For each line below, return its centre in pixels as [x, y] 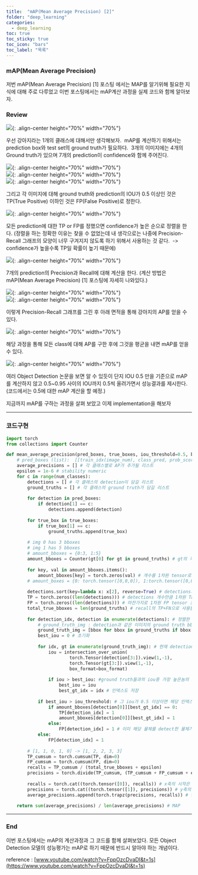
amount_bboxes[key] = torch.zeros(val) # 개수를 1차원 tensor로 [114, 575]
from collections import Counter [47, 444]
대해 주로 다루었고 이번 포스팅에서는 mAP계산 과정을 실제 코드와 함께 [96, 92]
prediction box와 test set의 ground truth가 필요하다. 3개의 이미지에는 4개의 [95, 148]
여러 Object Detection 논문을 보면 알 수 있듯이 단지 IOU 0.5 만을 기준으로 [90, 376]
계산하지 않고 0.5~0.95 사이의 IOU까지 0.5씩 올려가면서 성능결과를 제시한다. [100, 384]
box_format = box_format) [98, 669]
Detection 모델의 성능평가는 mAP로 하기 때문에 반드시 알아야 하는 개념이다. [93, 847]
